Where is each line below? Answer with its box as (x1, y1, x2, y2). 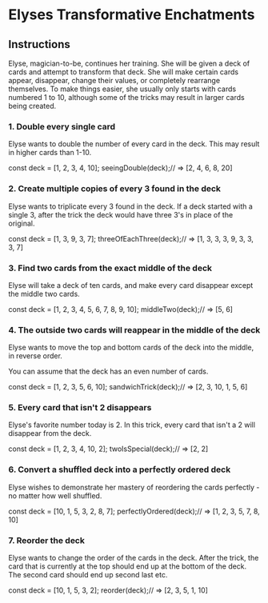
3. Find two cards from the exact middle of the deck (8, 262, 213, 274)
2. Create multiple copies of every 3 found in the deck (8, 183, 222, 194)
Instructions (8, 38, 70, 51)
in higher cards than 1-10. (8, 148, 92, 158)
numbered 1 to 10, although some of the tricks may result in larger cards (8, 93, 246, 102)
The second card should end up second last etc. (8, 570, 168, 580)
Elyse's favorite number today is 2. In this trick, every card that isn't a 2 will (8, 420, 256, 429)
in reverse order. (8, 351, 62, 361)
